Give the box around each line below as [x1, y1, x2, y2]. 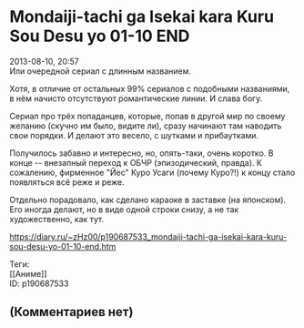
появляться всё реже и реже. [9, 176, 125, 188]
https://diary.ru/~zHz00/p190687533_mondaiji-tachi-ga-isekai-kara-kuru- [9, 231, 288, 242]
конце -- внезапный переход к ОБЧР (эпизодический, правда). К [9, 157, 262, 168]
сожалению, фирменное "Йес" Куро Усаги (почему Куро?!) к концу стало [9, 167, 296, 178]
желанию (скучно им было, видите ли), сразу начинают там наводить [9, 120, 282, 131]
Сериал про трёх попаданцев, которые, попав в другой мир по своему [9, 110, 286, 121]
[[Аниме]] [9, 268, 47, 279]
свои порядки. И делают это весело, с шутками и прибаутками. [9, 129, 259, 140]
